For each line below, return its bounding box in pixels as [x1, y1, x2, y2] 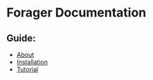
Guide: [6, 32, 36, 44]
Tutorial [16, 66, 39, 73]
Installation [16, 58, 48, 66]
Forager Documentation [6, 5, 147, 21]
